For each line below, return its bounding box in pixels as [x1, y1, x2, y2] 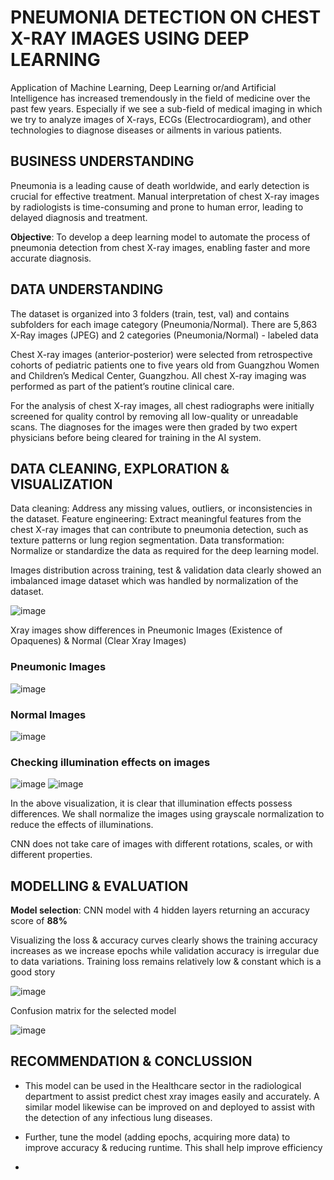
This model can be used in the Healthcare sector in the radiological [24, 1079, 302, 1091]
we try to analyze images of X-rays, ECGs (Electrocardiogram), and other [10, 113, 312, 125]
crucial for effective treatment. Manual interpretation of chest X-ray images [10, 190, 320, 202]
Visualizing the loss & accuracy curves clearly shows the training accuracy [10, 934, 318, 946]
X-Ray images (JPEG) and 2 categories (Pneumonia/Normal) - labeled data [10, 329, 319, 341]
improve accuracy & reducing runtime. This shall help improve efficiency [24, 1141, 323, 1153]
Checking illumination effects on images [10, 755, 211, 769]
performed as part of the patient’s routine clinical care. [10, 380, 235, 392]
